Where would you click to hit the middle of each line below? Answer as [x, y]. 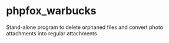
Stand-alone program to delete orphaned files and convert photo [85, 27]
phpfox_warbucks [51, 11]
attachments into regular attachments [52, 33]
